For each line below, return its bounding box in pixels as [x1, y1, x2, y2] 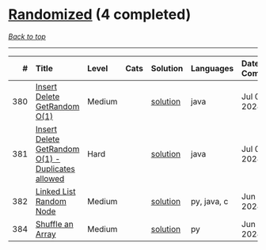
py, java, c [191, 195, 229, 206]
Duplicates [35, 163, 75, 174]
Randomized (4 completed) [8, 6, 192, 24]
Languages [191, 62, 234, 74]
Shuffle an [35, 218, 74, 229]
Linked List [35, 186, 76, 197]
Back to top [8, 32, 46, 41]
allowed [35, 172, 65, 184]
